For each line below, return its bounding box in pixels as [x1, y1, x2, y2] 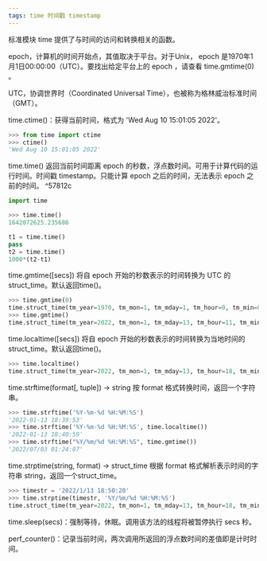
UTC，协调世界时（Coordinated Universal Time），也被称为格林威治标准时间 [8, 88, 257, 98]
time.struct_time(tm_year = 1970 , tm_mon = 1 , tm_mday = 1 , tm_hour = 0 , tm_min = [8, 304, 258, 312]
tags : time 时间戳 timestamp [8, 11, 102, 20]
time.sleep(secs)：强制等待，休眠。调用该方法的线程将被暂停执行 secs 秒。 [8, 516, 257, 526]
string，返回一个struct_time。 [23, 470, 122, 480]
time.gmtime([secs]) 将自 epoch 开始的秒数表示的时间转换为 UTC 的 [8, 271, 231, 280]
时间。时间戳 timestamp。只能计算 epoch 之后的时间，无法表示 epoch [14, 171, 245, 181]
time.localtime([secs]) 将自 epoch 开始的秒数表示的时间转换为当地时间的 [8, 333, 246, 343]
